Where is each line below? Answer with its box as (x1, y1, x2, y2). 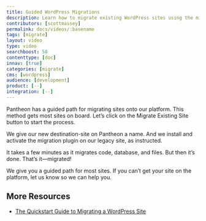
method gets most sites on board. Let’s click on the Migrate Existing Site (6, 111, 189, 119)
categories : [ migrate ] (6, 66, 64, 72)
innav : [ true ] (6, 60, 43, 66)
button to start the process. (6, 118, 75, 125)
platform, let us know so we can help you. (6, 173, 112, 181)
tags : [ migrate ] (6, 32, 48, 38)
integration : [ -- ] (6, 89, 53, 95)
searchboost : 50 (6, 49, 48, 55)
